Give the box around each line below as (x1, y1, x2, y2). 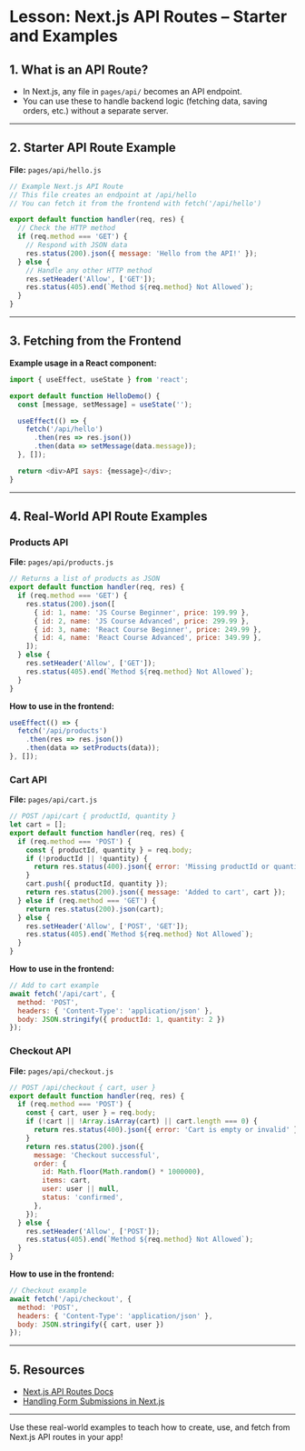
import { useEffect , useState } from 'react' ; (9, 375, 189, 384)
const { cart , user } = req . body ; (25, 1108, 156, 1117)
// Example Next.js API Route (9, 182, 124, 191)
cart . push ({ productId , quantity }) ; (25, 879, 169, 888)
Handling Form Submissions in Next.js (22, 1396, 165, 1406)
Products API (9, 535, 69, 548)
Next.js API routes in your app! (9, 1432, 123, 1443)
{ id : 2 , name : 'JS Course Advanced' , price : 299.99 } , (33, 616, 250, 625)
